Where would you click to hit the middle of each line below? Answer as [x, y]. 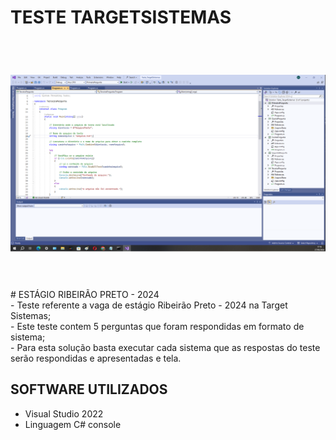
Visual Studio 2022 [64, 413]
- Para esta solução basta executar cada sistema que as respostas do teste [165, 347]
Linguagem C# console [73, 424]
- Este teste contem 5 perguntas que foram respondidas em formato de [157, 326]
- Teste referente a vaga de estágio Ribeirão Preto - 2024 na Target [149, 305]
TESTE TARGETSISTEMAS [121, 17]
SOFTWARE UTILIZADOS [89, 389]
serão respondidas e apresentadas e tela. [96, 358]
